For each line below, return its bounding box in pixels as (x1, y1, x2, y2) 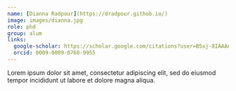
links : (7, 36, 27, 43)
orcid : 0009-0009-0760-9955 (13, 50, 96, 57)
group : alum (7, 29, 42, 37)
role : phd (7, 23, 37, 30)
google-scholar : (13, 43, 61, 50)
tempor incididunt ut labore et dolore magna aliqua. (7, 76, 156, 84)
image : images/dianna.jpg (7, 17, 83, 24)
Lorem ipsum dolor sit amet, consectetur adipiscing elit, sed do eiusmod (7, 68, 216, 77)
